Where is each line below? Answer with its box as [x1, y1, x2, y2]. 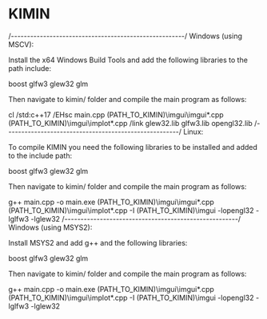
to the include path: [8, 151, 73, 160]
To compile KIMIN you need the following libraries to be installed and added [8, 142, 258, 152]
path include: [8, 63, 52, 73]
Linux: [183, 127, 204, 136]
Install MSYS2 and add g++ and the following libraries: [8, 238, 188, 247]
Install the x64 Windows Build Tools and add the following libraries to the [8, 55, 248, 65]
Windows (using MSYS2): [8, 223, 93, 232]
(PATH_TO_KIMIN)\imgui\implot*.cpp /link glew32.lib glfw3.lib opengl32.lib [8, 118, 253, 128]
